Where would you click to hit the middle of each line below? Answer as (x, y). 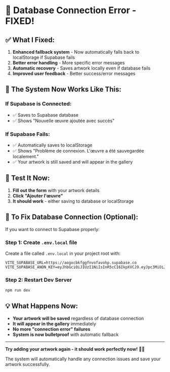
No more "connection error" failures (51, 329)
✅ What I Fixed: (30, 40)
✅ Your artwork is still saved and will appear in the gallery (73, 162)
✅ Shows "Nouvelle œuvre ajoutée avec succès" (63, 121)
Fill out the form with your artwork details (56, 190)
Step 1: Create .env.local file (41, 242)
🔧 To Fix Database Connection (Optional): (72, 217)
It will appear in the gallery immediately (54, 323)
